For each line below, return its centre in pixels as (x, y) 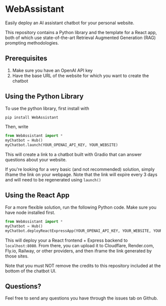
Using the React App (38, 196)
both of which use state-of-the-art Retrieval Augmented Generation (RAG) (81, 38)
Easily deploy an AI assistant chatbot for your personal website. (70, 23)
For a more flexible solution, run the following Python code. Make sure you (81, 207)
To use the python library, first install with (47, 108)
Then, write (17, 127)
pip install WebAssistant (32, 117)
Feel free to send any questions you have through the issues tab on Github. (82, 298)
